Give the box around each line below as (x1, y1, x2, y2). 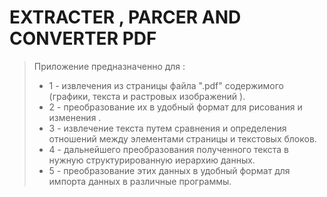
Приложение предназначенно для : (33, 60, 186, 72)
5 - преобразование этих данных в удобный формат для (48, 164, 291, 176)
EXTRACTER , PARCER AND (9, 6, 242, 29)
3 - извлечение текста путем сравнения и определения (48, 122, 287, 134)
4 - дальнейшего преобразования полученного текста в (48, 143, 289, 155)
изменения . (48, 111, 102, 123)
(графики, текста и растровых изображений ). (48, 90, 246, 102)
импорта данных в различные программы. (48, 175, 232, 187)
